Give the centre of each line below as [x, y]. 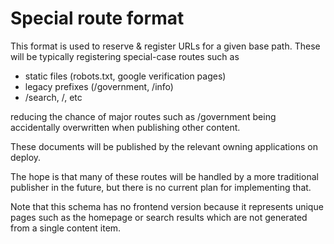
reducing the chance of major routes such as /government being [143, 116]
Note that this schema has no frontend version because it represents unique [167, 206]
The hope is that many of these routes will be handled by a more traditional [164, 176]
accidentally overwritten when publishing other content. [125, 127]
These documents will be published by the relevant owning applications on [164, 146]
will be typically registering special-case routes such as [125, 56]
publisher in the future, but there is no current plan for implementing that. [161, 187]
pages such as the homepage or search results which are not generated [159, 217]
